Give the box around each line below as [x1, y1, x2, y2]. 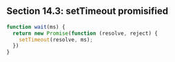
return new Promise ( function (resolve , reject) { [12, 30, 158, 37]
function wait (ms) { [6, 23, 66, 30]
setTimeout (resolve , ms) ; [19, 36, 94, 43]
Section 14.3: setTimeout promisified [6, 5, 169, 17]
